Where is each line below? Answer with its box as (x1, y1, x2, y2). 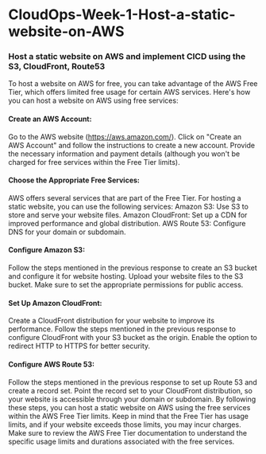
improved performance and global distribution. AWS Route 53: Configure (8, 218, 246, 228)
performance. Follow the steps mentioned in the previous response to (8, 324, 237, 334)
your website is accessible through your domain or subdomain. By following (8, 394, 256, 404)
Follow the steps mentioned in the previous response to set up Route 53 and (8, 377, 258, 387)
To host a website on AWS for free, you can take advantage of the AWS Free (8, 79, 258, 88)
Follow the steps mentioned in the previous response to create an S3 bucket (8, 263, 258, 272)
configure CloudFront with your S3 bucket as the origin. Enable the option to (8, 333, 258, 342)
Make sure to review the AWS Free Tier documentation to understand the (8, 428, 248, 437)
